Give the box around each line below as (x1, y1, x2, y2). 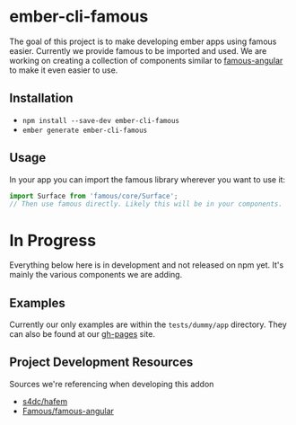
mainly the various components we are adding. (9, 270, 183, 280)
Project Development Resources (9, 355, 194, 370)
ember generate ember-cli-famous (22, 126, 148, 135)
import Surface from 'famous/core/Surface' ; (9, 191, 178, 200)
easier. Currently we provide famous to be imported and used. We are (9, 45, 267, 56)
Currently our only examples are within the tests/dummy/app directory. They (9, 319, 287, 330)
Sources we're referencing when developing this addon (9, 378, 214, 389)
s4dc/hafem (22, 395, 68, 406)
